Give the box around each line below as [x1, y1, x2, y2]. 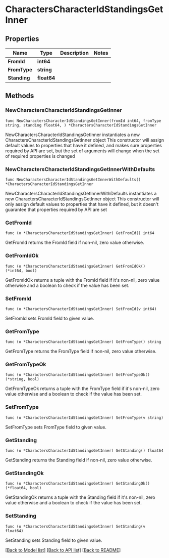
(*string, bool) [5, 377, 39, 382]
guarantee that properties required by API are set [5, 206, 107, 212]
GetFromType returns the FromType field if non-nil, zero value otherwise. [5, 348, 157, 355]
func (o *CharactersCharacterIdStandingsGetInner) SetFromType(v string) [5, 415, 164, 420]
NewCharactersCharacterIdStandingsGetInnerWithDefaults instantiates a [5, 190, 157, 196]
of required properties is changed [5, 153, 75, 159]
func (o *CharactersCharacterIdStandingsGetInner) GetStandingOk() [5, 481, 150, 486]
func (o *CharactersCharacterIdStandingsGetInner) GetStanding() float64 [5, 448, 164, 453]
